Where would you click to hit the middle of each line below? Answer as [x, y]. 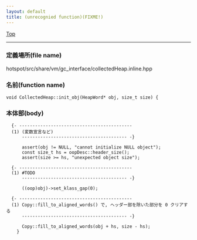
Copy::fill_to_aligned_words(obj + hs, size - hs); [86, 227]
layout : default [26, 11]
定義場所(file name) [34, 55]
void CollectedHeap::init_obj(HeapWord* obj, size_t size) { [82, 97]
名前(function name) [36, 84]
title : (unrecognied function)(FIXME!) [55, 17]
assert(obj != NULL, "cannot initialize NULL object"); [91, 147]
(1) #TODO [23, 173]
